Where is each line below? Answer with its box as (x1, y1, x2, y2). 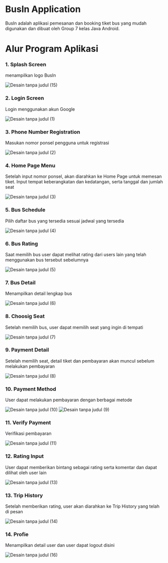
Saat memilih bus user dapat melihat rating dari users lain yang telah (5, 251, 146, 257)
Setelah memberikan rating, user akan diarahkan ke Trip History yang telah (5, 503, 159, 509)
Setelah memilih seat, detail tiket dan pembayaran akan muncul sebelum (5, 358, 154, 364)
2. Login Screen (5, 94, 44, 101)
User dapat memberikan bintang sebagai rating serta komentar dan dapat (5, 464, 157, 470)
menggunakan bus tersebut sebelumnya (5, 257, 89, 263)
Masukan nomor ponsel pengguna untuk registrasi (5, 140, 109, 146)
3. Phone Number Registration (5, 128, 80, 135)
